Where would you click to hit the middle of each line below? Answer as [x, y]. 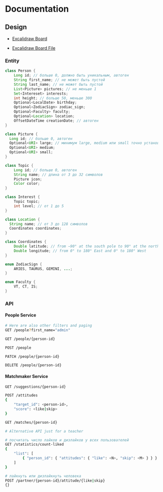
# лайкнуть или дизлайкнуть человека [43, 476]
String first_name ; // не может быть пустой [59, 80]
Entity [12, 60]
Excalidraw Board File [34, 48]
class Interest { [23, 197]
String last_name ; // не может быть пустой [58, 84]
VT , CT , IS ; [26, 287]
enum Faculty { [20, 282]
